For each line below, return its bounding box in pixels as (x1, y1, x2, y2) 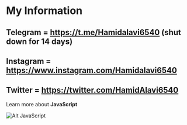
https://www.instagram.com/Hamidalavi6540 (6, 65, 177, 75)
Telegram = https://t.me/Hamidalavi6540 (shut (6, 27, 181, 37)
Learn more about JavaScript (6, 100, 78, 107)
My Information (6, 4, 83, 18)
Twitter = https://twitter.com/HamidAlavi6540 (6, 85, 179, 95)
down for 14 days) (6, 36, 73, 46)
